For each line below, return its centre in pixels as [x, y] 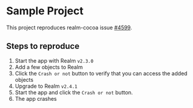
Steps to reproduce [43, 46]
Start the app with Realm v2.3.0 [54, 60]
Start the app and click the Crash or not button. [74, 92]
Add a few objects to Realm [49, 67]
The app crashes [36, 98]
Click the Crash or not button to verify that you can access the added [101, 73]
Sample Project [45, 11]
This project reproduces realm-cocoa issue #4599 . [69, 27]
